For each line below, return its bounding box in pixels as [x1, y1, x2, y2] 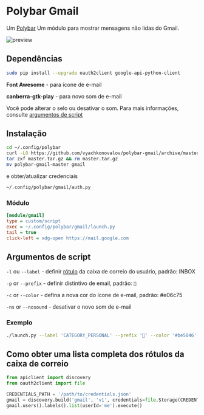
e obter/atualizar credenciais [6, 172, 78, 180]
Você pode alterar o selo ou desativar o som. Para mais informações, [6, 105, 179, 112]
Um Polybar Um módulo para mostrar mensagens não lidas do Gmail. [6, 24, 180, 32]
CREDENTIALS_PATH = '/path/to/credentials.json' [6, 391, 132, 397]
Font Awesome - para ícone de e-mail [6, 81, 102, 88]
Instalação [6, 129, 47, 139]
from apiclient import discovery [6, 375, 91, 381]
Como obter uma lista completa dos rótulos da [6, 349, 185, 359]
